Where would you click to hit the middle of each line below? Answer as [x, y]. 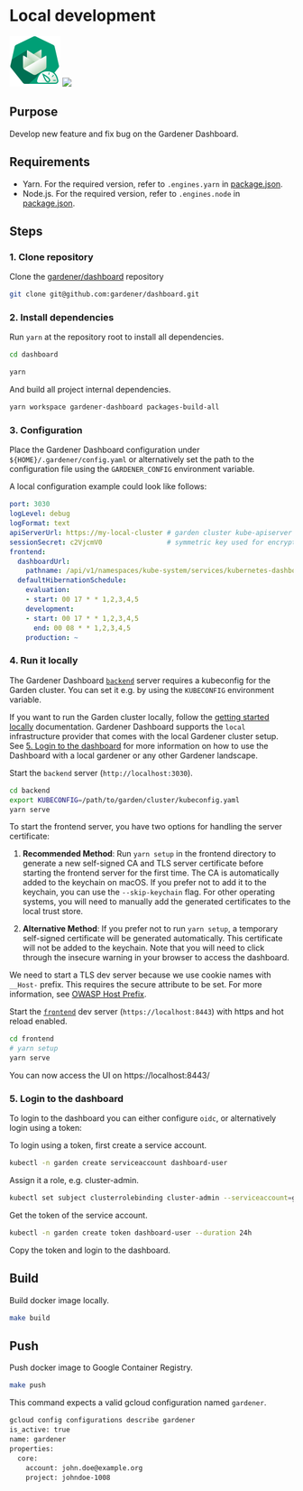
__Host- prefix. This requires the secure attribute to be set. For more [136, 985]
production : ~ [52, 637]
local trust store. [53, 912]
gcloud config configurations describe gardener [102, 1421]
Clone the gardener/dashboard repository [87, 277]
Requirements [50, 162]
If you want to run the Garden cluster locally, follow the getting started [139, 717]
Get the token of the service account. [78, 1216]
